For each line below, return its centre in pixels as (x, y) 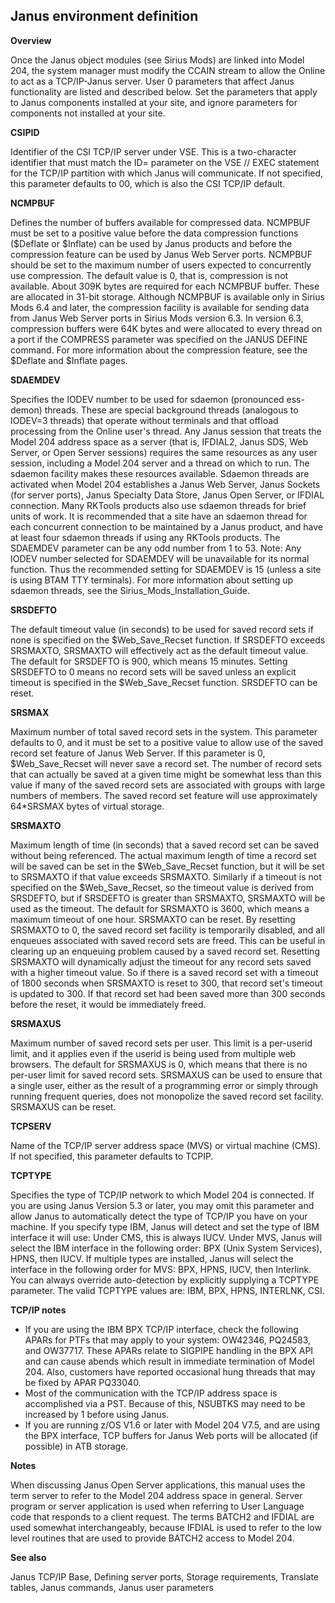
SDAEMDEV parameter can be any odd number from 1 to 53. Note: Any (156, 548)
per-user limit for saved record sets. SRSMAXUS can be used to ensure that (166, 1075)
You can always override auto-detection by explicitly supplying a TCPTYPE (165, 1280)
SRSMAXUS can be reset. (63, 1106)
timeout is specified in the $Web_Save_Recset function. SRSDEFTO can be (164, 682)
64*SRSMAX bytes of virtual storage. (87, 806)
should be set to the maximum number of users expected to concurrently (161, 265)
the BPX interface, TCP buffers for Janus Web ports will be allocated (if (171, 1435)
